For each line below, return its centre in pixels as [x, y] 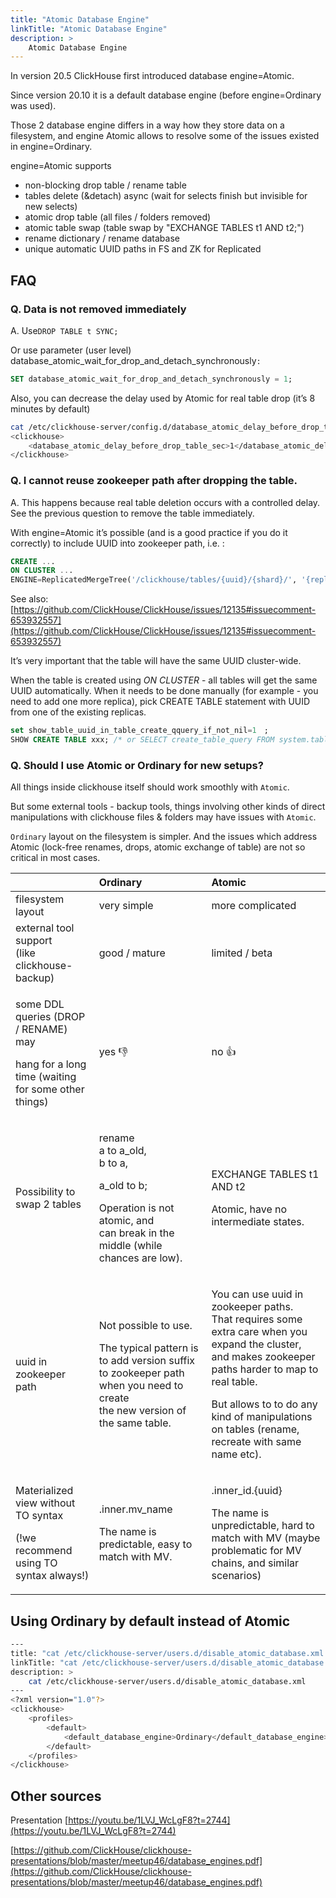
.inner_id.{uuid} [247, 1491]
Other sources [56, 1796]
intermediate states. [258, 1222]
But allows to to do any [264, 1404]
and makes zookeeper [263, 1357]
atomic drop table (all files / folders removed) [118, 217]
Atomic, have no [249, 1209]
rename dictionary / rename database [102, 238]
